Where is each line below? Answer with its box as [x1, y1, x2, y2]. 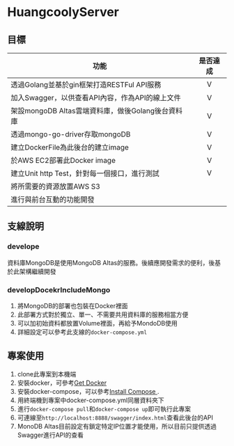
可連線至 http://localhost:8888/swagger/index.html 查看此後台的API [17, 413, 214, 422]
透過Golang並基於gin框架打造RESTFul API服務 [10, 80, 162, 89]
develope [7, 241, 40, 251]
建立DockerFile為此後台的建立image [10, 143, 129, 152]
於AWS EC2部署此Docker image [10, 156, 116, 165]
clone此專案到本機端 [17, 369, 77, 378]
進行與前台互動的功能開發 [10, 195, 95, 204]
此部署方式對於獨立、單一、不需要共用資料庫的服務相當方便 [17, 310, 189, 319]
